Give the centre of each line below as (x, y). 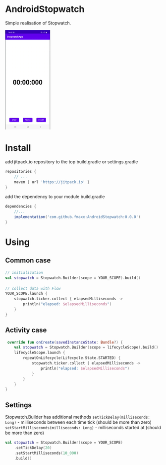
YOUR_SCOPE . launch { (27, 294)
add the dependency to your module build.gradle (55, 197)
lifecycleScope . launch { (40, 353)
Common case (28, 261)
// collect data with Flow (33, 288)
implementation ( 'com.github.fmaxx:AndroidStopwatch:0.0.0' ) (77, 217)
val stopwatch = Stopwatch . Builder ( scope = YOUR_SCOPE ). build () (73, 278)
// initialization (24, 272)
